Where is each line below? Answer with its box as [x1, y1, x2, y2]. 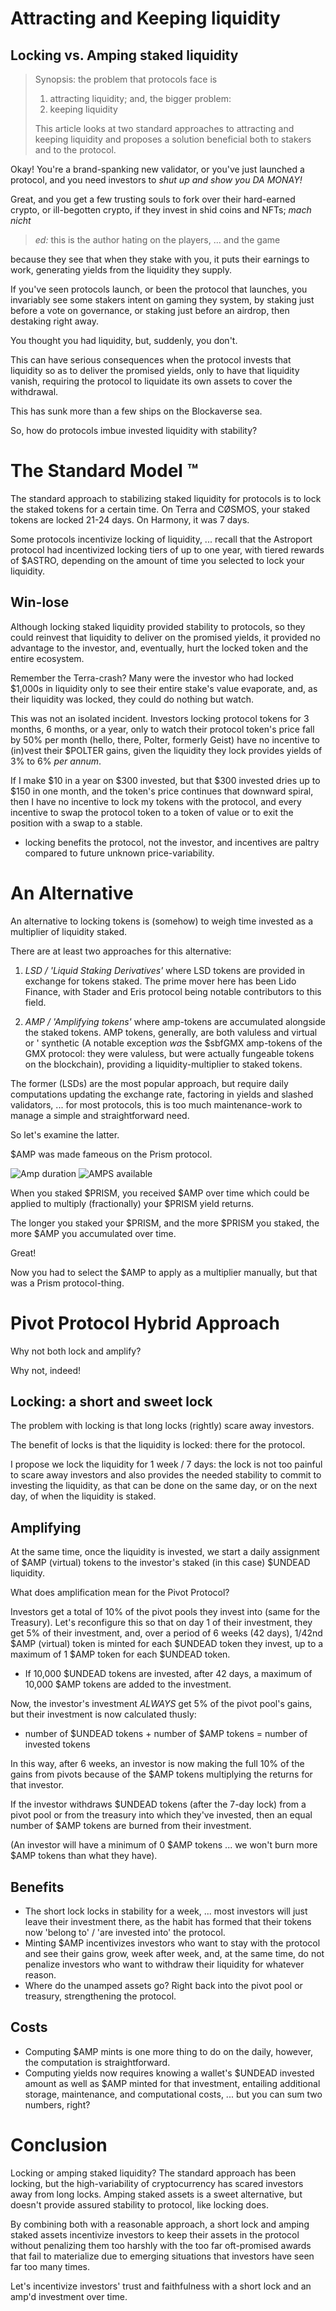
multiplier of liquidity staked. [10, 925, 128, 937]
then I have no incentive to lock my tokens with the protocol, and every [10, 795, 302, 807]
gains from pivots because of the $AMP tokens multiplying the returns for [10, 1768, 313, 1781]
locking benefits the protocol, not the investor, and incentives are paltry [24, 836, 320, 848]
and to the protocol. [34, 144, 117, 156]
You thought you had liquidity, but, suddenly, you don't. [10, 335, 238, 346]
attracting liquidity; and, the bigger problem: [49, 93, 232, 104]
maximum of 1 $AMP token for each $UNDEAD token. [10, 1648, 231, 1661]
